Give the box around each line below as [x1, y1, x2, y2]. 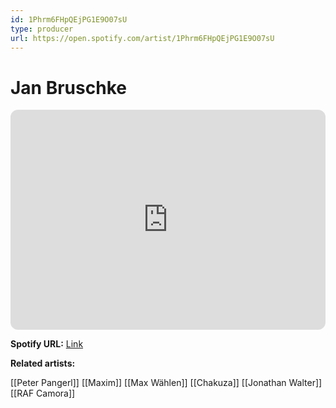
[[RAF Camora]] [10, 387, 76, 400]
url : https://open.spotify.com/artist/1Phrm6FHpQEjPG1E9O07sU [10, 33, 275, 43]
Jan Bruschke [10, 76, 127, 99]
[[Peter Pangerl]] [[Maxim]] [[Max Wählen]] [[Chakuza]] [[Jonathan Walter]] [10, 377, 323, 389]
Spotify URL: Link [10, 338, 84, 350]
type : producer [10, 24, 74, 34]
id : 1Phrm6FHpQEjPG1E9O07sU [10, 14, 128, 25]
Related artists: [10, 357, 76, 370]
